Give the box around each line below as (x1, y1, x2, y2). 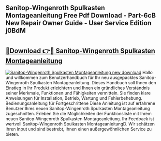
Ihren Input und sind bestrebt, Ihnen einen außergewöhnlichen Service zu (5, 126, 152, 132)
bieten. (5, 131, 20, 137)
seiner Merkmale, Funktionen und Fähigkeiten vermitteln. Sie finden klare (5, 90, 151, 96)
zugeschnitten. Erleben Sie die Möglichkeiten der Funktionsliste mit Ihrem (5, 111, 152, 116)
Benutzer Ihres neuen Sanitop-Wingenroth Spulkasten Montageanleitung (5, 106, 150, 111)
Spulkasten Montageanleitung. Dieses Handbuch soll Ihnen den (29, 80, 157, 85)
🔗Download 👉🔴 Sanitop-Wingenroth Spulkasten (5, 47, 155, 55)
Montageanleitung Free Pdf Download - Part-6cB (5, 12, 156, 20)
